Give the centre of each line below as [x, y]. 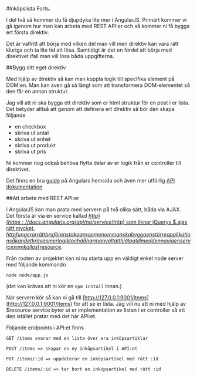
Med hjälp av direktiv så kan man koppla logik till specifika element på [90, 79]
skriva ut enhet [33, 139]
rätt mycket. [21, 228]
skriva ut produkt [35, 145]
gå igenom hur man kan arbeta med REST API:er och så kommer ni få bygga [98, 26]
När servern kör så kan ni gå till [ [45, 298]
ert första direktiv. [28, 32]
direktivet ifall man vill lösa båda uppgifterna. [60, 56]
